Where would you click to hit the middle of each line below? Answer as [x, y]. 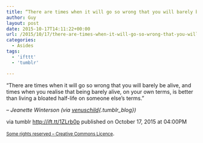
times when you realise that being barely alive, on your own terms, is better [100, 91]
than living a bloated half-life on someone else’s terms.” [75, 98]
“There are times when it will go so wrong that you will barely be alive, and [99, 85]
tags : [13, 52]
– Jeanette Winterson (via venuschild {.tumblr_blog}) [71, 110]
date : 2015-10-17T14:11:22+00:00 [48, 29]
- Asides [23, 46]
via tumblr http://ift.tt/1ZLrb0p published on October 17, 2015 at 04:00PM [97, 121]
